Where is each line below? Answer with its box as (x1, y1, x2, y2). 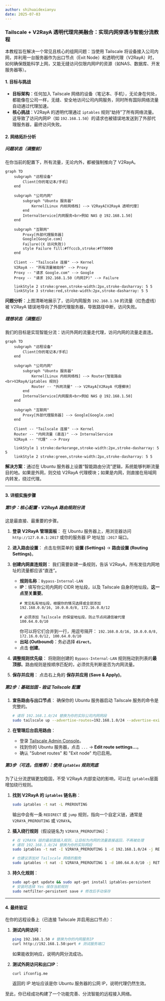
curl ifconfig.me (12, 971, 48, 976)
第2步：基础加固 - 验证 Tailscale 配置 (5, 684, 81, 690)
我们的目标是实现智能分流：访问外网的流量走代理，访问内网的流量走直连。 (5, 329, 156, 335)
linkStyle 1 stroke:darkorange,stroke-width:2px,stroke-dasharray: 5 (14, 445, 160, 450)
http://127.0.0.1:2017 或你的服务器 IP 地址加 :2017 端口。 (12, 534, 132, 540)
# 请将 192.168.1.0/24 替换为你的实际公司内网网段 (12, 713, 107, 719)
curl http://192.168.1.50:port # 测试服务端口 (12, 941, 105, 946)
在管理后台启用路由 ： (12, 727, 55, 733)
